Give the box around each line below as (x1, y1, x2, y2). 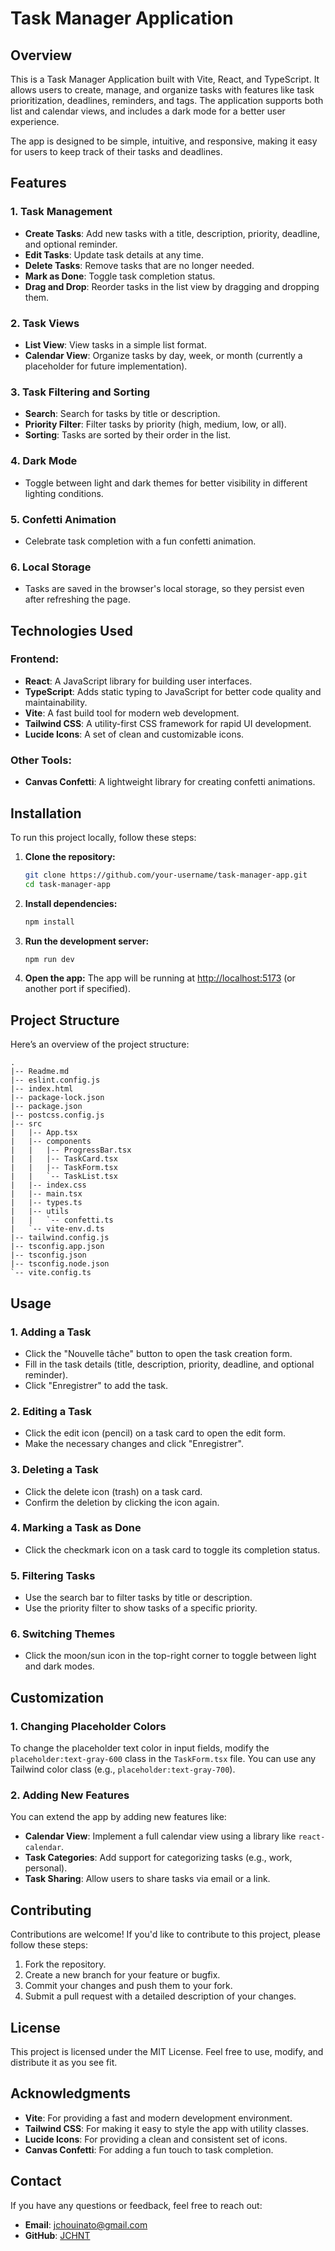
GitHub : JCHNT (24, 2229, 91, 2241)
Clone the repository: (24, 850, 116, 862)
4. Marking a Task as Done (10, 1521, 142, 1535)
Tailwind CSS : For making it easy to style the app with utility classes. (24, 2122, 309, 2134)
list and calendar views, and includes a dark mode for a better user (10, 105, 286, 117)
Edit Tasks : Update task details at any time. (24, 248, 204, 261)
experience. (10, 116, 60, 127)
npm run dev (24, 954, 75, 964)
